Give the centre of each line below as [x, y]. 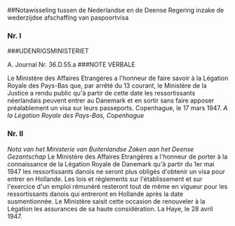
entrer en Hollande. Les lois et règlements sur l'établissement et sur [105, 179]
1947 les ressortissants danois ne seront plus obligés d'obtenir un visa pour [116, 171]
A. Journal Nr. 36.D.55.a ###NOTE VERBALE [71, 65]
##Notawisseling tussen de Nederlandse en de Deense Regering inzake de [116, 10]
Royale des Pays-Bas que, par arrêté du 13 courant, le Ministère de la [107, 86]
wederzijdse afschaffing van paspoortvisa [68, 18]
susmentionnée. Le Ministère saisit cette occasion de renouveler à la [106, 201]
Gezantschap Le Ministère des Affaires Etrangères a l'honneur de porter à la [117, 157]
